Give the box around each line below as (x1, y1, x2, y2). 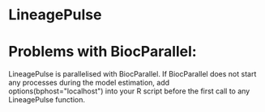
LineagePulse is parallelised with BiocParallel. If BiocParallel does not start (8, 69, 257, 79)
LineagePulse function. (8, 95, 85, 105)
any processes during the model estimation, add (8, 78, 170, 88)
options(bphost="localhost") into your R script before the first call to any (8, 86, 250, 96)
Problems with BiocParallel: (8, 43, 197, 61)
